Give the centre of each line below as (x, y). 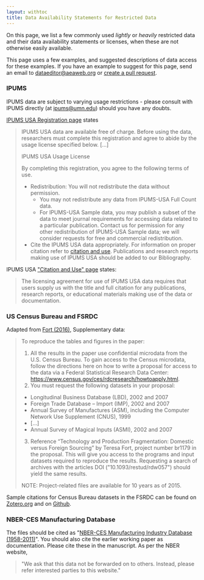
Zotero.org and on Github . (39, 504)
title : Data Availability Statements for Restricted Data (81, 18)
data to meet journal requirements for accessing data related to (118, 218)
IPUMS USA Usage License (55, 156)
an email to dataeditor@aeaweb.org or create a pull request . (82, 72)
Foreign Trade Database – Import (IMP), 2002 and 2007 (100, 404)
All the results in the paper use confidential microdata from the (109, 353)
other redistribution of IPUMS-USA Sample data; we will (109, 231)
